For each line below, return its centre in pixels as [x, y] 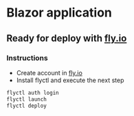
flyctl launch [27, 99]
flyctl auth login [33, 93]
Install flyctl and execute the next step [70, 80]
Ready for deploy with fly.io [67, 38]
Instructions [27, 58]
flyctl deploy [27, 106]
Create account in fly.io [49, 72]
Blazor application [59, 13]
